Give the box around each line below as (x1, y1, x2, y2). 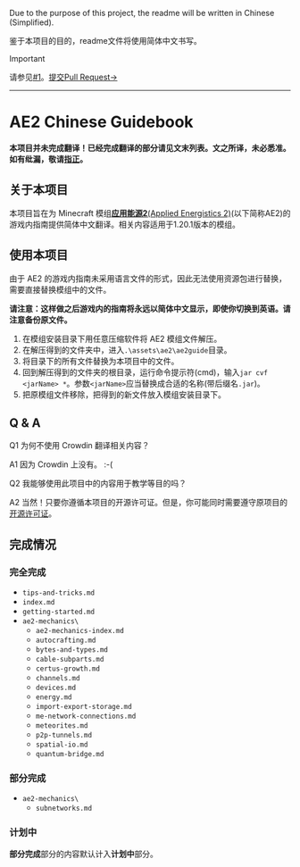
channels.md (35, 674, 80, 683)
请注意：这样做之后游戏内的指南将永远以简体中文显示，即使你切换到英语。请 (9, 303, 291, 313)
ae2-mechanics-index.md (35, 627, 125, 636)
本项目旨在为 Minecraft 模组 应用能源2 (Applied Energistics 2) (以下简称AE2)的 (9, 207, 291, 218)
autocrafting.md (35, 636, 96, 646)
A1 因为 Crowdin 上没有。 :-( (9, 459, 113, 470)
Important (9, 54, 46, 63)
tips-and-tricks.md (21, 588, 96, 597)
